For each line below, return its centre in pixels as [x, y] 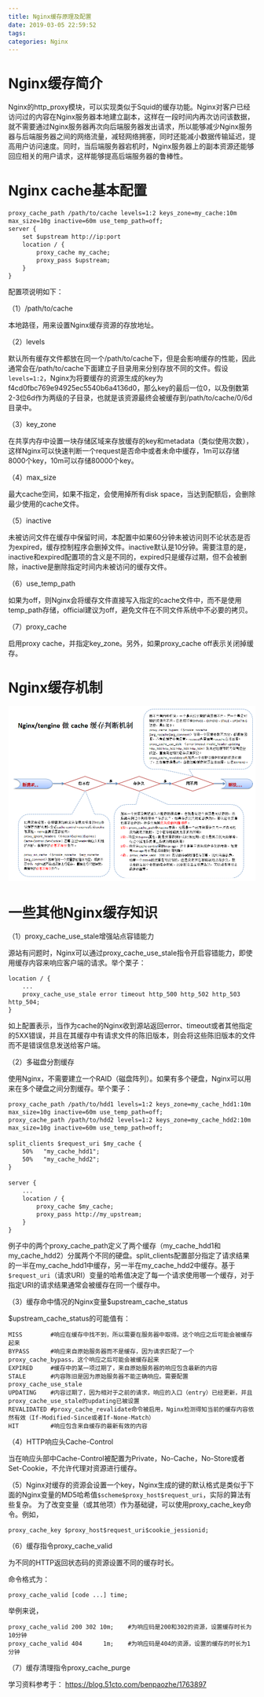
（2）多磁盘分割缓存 [41, 1062]
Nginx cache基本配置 [78, 191]
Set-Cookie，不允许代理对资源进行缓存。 [75, 1468]
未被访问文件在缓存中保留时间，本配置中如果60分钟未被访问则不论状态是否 [130, 538]
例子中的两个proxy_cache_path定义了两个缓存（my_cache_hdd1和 [115, 1246]
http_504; [24, 1002]
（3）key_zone [32, 424]
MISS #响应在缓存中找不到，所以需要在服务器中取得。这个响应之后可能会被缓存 [130, 1335]
